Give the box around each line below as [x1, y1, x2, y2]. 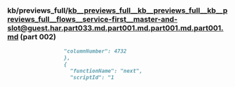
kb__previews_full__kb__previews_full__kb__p [67, 6, 228, 15]
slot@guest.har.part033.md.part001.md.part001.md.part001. [7, 23, 224, 33]
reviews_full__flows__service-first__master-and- [7, 14, 177, 24]
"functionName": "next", [69, 67, 142, 74]
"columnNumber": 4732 [63, 48, 128, 55]
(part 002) [20, 32, 56, 41]
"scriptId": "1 [69, 74, 114, 81]
